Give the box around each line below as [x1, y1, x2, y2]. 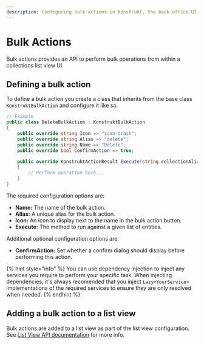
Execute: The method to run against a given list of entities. [15, 223, 162, 230]
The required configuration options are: [6, 192, 105, 199]
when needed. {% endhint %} [6, 291, 81, 298]
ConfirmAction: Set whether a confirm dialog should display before [15, 247, 185, 254]
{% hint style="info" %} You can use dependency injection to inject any [6, 265, 185, 272]
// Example [6, 114, 34, 120]
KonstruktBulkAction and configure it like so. [6, 101, 118, 109]
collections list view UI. [6, 61, 64, 69]
